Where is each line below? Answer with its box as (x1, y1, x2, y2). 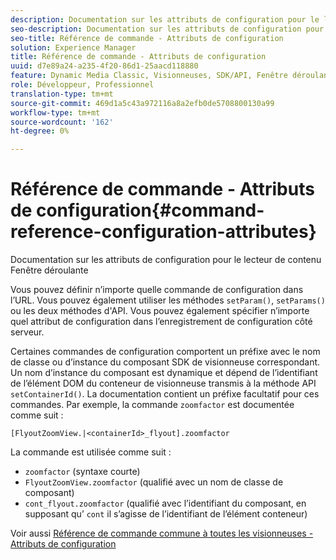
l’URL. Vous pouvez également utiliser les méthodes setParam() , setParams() (10, 294, 326, 306)
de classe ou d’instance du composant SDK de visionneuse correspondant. (10, 356, 321, 368)
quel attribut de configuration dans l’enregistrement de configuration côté (10, 316, 313, 328)
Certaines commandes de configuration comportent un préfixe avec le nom (10, 346, 321, 358)
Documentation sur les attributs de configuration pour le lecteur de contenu (10, 254, 322, 266)
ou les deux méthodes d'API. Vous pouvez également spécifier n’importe (10, 305, 310, 317)
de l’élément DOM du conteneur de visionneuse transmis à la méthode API (10, 377, 317, 390)
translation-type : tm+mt (10, 89, 114, 99)
